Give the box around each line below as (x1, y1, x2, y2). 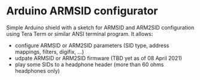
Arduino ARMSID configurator (6, 4, 158, 18)
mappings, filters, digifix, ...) (14, 48, 84, 55)
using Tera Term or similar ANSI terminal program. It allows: (6, 30, 153, 37)
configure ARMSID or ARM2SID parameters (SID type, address (14, 42, 169, 49)
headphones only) (14, 67, 60, 74)
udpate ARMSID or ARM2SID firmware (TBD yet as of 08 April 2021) (14, 54, 183, 61)
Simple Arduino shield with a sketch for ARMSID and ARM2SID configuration (6, 24, 195, 31)
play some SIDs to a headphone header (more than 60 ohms (14, 61, 164, 68)
